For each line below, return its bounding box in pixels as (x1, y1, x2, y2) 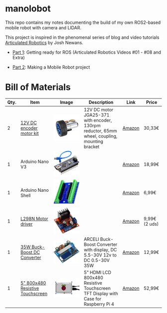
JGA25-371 (83, 112, 110, 118)
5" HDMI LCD (83, 269, 112, 275)
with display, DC (83, 246, 117, 252)
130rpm (83, 122, 101, 128)
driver (20, 221, 33, 227)
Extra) (12, 54, 25, 60)
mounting (83, 138, 103, 144)
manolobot (5, 3, 51, 14)
